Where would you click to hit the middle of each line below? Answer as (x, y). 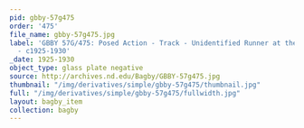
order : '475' (34, 26)
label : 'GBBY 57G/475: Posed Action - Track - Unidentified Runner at (145, 43)
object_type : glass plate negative (76, 69)
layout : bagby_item (46, 101)
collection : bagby (44, 110)
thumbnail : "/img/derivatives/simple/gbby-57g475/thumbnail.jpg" (135, 85)
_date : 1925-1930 (42, 59)
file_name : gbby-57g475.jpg (62, 34)
